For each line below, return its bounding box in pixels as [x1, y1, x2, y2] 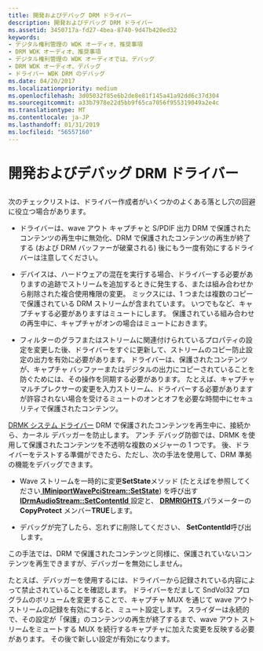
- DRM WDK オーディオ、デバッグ [8, 63, 101, 71]
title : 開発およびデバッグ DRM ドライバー [8, 11, 133, 20]
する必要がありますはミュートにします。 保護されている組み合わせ [40, 309, 255, 318]
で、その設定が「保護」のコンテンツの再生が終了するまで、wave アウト [8, 615, 240, 624]
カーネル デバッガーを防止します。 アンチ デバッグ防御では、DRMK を [21, 431, 249, 440]
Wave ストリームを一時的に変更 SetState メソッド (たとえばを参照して [19, 476, 245, 486]
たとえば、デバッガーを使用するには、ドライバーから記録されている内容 [8, 576, 242, 585]
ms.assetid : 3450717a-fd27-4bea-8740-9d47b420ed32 [8, 26, 177, 34]
